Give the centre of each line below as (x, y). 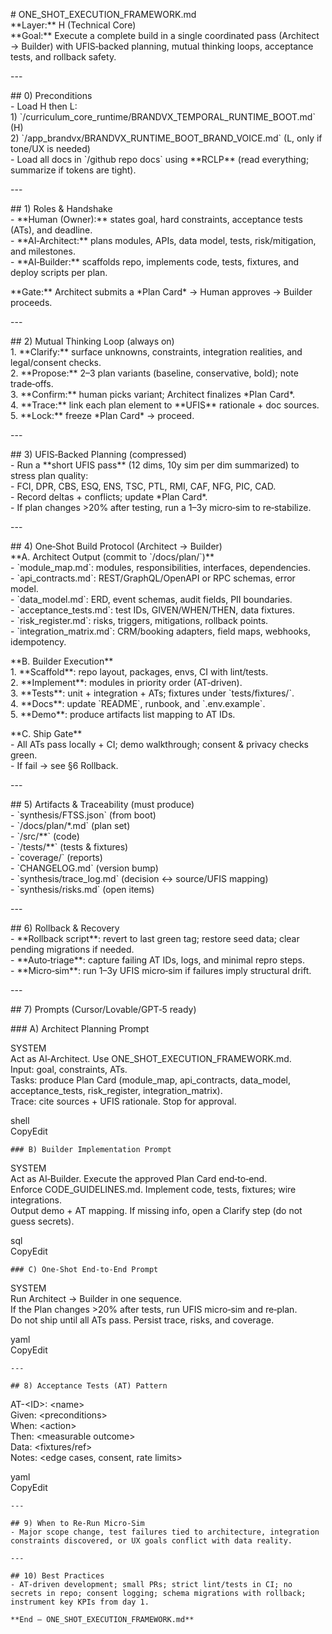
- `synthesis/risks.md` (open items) (82, 889)
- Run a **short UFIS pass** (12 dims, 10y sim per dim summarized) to (155, 465)
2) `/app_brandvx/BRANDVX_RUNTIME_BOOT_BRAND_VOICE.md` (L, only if (166, 138)
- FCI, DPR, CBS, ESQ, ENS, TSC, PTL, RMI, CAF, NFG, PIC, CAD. (143, 486)
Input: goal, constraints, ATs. (69, 1069)
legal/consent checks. (56, 362)
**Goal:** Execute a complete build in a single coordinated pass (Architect (165, 35)
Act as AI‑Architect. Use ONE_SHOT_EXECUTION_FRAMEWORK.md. (151, 1058)
